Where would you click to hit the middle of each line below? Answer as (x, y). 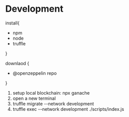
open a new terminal (34, 98)
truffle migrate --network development (53, 104)
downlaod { (17, 63)
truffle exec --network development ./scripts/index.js (68, 109)
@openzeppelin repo (35, 73)
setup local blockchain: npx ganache (51, 93)
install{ (12, 23)
